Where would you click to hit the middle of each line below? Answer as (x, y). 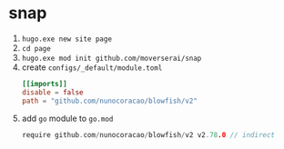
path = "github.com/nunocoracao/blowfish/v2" (109, 101)
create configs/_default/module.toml (92, 67)
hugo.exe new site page (67, 39)
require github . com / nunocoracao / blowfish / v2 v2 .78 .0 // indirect (148, 134)
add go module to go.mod (67, 118)
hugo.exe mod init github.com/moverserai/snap (112, 58)
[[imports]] (44, 84)
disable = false (52, 92)
